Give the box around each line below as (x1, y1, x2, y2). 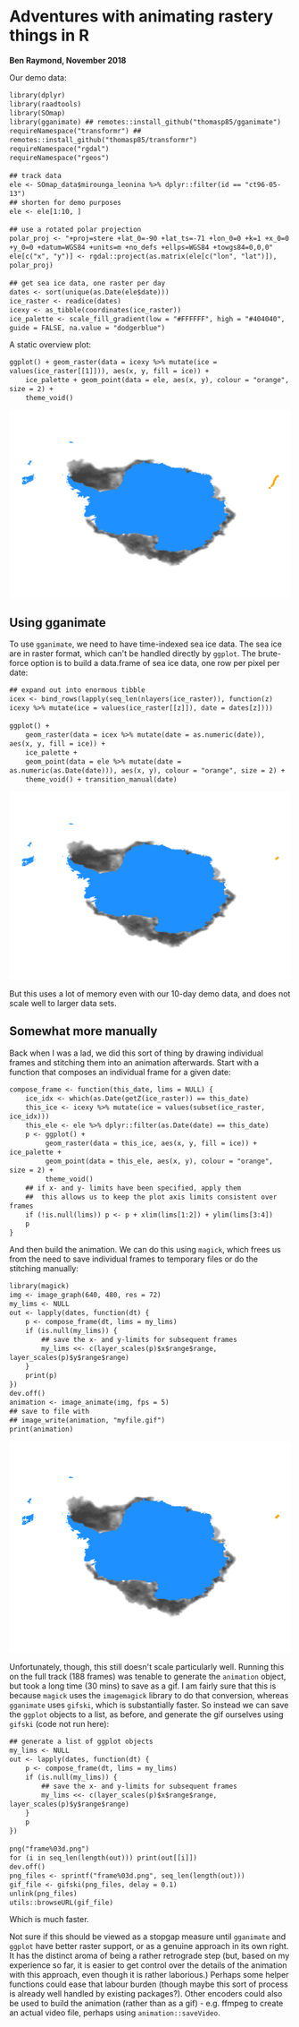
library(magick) (9, 1281, 70, 1290)
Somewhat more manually (9, 1023, 158, 1039)
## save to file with (9, 1407, 90, 1415)
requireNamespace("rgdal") (9, 144, 110, 153)
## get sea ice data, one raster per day (9, 278, 166, 287)
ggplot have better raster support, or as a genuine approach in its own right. (9, 1940, 289, 1951)
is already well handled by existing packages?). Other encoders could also (9, 1988, 283, 1998)
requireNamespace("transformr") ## (9, 126, 142, 135)
